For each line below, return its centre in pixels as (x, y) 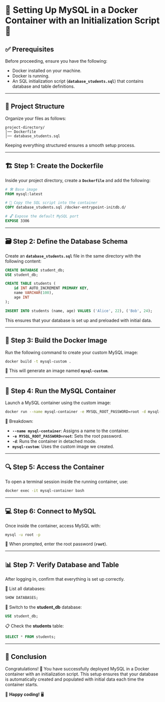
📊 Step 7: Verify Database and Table (62, 565)
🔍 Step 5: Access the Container (55, 467)
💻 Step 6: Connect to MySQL (51, 511)
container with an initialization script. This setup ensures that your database (82, 674)
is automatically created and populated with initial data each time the (75, 679)
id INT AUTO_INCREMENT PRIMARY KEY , (52, 288)
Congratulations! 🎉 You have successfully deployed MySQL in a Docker (77, 668)
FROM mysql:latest (24, 194)
